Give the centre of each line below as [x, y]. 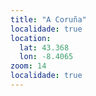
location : [31, 38]
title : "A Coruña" [48, 19]
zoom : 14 [28, 66]
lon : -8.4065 [46, 57]
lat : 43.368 [44, 47]
